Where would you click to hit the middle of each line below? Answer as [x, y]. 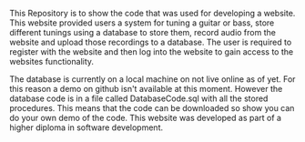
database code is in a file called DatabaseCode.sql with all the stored [139, 98]
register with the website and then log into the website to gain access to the [152, 52]
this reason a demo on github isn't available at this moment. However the [146, 89]
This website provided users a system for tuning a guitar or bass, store [142, 23]
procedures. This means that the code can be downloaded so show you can [152, 108]
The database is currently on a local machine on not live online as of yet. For [152, 79]
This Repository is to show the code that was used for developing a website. [152, 13]
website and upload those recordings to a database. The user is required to [151, 42]
